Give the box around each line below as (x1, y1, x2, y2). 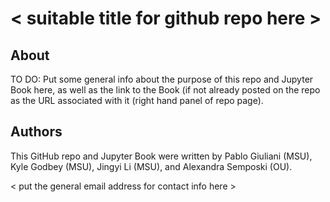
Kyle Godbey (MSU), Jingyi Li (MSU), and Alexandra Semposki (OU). (10, 160, 293, 172)
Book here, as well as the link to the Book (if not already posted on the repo (10, 84, 321, 96)
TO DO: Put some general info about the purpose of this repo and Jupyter (10, 73, 314, 85)
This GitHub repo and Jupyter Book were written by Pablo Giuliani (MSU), (10, 150, 313, 162)
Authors (10, 123, 63, 141)
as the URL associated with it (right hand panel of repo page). (10, 95, 264, 106)
